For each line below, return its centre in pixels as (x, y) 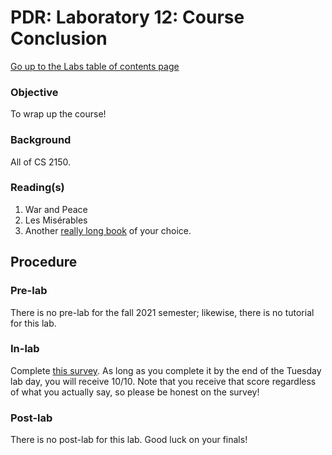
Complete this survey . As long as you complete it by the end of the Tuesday (166, 370)
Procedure (44, 262)
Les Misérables (56, 220)
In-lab (25, 349)
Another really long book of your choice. (108, 230)
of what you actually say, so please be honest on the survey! (135, 392)
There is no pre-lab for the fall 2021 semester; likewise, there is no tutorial (162, 312)
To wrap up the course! (58, 114)
